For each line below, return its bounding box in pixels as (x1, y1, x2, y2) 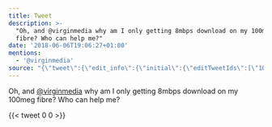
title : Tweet (8, 11, 53, 20)
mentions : (8, 49, 42, 57)
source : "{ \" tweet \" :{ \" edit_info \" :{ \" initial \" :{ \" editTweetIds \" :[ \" (8, 64, 259, 72)
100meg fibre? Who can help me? (8, 94, 121, 104)
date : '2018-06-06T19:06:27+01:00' (8, 42, 129, 50)
